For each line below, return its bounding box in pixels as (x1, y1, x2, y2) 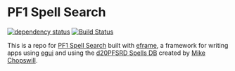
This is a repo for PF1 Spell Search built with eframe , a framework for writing (7, 41, 229, 49)
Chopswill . (7, 56, 38, 64)
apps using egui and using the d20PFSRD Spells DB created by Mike (7, 49, 206, 57)
